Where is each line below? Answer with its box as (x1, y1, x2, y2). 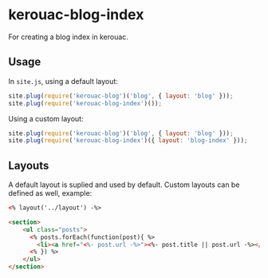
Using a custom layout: (8, 113, 84, 123)
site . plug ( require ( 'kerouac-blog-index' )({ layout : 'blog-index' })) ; (8, 137, 248, 145)
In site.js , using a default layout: (8, 76, 118, 85)
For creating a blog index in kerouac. (8, 32, 129, 42)
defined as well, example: (8, 189, 93, 198)
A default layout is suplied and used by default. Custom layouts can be (8, 180, 240, 189)
